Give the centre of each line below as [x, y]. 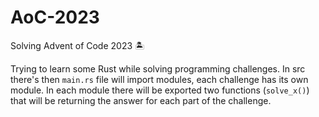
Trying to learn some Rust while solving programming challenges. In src [158, 68]
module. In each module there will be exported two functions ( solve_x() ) [160, 90]
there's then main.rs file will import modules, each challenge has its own [159, 79]
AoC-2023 [55, 17]
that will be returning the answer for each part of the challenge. [141, 100]
